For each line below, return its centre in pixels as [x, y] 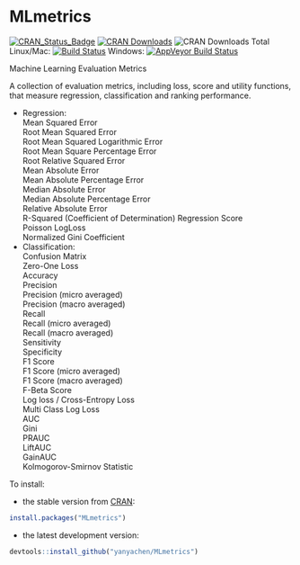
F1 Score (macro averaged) [72, 381]
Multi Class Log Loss [61, 409]
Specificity [42, 352]
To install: [27, 484]
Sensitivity [41, 342]
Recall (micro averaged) [66, 323]
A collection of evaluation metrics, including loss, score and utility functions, [150, 85]
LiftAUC [37, 447]
